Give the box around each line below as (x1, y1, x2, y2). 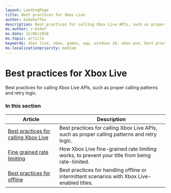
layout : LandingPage (5, 7, 49, 13)
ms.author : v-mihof (5, 27, 47, 32)
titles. (79, 179, 93, 186)
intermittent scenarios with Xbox (59, 173, 137, 180)
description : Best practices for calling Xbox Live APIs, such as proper (5, 21, 165, 27)
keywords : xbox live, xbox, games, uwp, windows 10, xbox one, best (5, 41, 154, 46)
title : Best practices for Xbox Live (5, 12, 85, 17)
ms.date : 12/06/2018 (5, 31, 49, 36)
